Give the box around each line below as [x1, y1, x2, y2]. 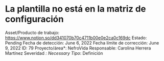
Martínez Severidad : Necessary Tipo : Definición [5, 50, 103, 56]
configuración [5, 14, 64, 25]
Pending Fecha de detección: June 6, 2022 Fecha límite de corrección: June [5, 40, 159, 46]
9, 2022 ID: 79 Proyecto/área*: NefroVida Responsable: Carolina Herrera [5, 45, 151, 51]
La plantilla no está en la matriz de [5, 3, 146, 15]
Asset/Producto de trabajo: [5, 30, 60, 35]
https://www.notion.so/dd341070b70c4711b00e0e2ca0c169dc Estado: [5, 35, 147, 41]
